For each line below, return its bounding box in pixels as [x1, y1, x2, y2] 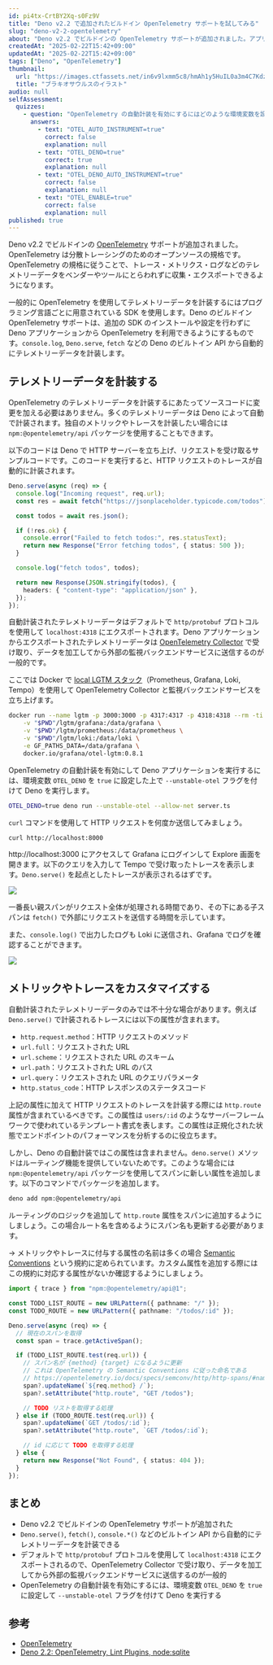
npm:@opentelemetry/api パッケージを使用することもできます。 [8, 428, 218, 438]
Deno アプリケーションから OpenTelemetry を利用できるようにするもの [8, 328, 248, 338]
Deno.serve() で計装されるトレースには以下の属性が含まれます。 [8, 1015, 224, 1025]
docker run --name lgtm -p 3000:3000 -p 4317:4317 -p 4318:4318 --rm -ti [8, 711, 264, 720]
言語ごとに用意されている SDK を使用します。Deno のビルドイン [36, 308, 253, 317]
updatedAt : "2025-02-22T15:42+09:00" [8, 50, 136, 58]
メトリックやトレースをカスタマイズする [8, 981, 211, 995]
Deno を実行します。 [24, 785, 94, 795]
